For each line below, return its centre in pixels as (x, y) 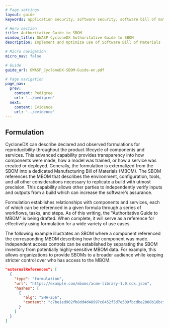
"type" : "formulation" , (39, 279)
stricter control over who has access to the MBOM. (58, 260)
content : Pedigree (33, 93)
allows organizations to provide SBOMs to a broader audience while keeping (84, 255)
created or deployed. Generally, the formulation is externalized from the (79, 166)
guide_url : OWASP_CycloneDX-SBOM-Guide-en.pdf (55, 70)
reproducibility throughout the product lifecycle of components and (75, 150)
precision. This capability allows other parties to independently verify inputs (84, 187)
